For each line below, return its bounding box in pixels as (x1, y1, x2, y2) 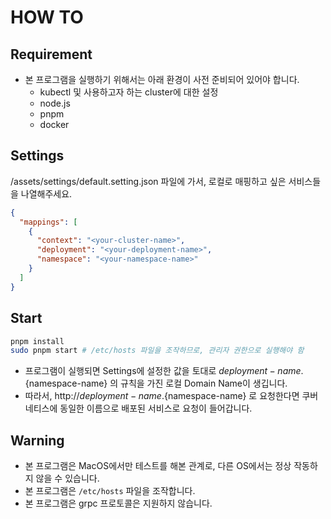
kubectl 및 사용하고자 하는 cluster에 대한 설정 (39, 86, 219, 98)
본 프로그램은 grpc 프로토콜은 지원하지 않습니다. (24, 497, 213, 510)
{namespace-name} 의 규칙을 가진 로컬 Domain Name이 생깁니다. (24, 377, 288, 390)
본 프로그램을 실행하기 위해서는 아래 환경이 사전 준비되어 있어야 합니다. (24, 74, 300, 85)
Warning (10, 432, 65, 449)
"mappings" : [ (19, 217, 78, 227)
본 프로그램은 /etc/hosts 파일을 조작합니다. (24, 485, 196, 497)
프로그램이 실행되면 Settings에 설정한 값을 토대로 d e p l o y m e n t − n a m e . (24, 365, 304, 377)
